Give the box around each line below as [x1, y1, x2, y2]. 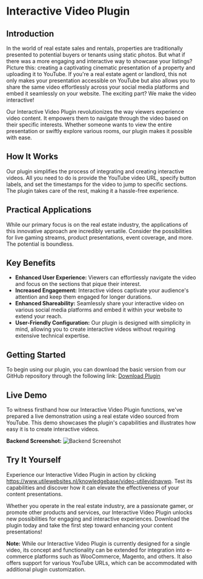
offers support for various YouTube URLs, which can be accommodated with [6, 559, 198, 566]
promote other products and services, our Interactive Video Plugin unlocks [6, 508, 193, 516]
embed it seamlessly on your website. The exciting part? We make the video [6, 90, 196, 97]
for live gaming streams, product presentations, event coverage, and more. [6, 234, 193, 241]
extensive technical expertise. [15, 332, 90, 339]
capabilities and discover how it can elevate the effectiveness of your [6, 484, 180, 491]
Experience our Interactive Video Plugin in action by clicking [6, 471, 156, 478]
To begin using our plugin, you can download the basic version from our [6, 366, 186, 373]
